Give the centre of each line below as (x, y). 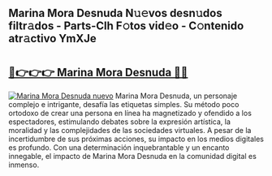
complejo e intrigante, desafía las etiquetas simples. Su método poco (124, 104)
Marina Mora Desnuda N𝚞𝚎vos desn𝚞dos (115, 13)
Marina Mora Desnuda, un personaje (176, 96)
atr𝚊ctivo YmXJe (53, 39)
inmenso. (24, 165)
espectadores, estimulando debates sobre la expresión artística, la (120, 122)
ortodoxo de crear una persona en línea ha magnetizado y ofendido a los (130, 113)
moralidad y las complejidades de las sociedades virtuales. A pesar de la (130, 130)
